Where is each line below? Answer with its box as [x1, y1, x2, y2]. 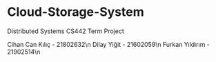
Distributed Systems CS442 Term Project [7, 27, 124, 35]
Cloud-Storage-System [7, 4, 144, 20]
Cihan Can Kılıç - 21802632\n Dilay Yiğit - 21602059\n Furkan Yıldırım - [7, 40, 210, 48]
